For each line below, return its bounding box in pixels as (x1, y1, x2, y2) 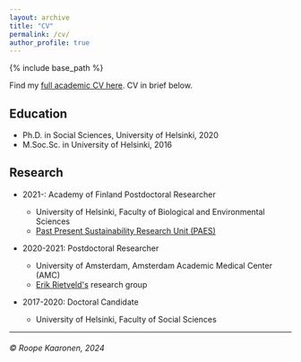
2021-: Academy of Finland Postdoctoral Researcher (21, 189, 217, 200)
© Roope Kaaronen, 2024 (9, 342, 105, 354)
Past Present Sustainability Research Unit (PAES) (35, 225, 217, 236)
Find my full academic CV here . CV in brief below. (9, 80, 193, 90)
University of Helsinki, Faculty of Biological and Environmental (35, 206, 266, 217)
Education (9, 106, 68, 121)
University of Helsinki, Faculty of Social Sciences (35, 314, 217, 324)
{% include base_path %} (9, 63, 104, 73)
